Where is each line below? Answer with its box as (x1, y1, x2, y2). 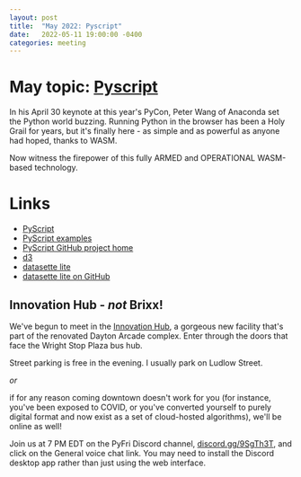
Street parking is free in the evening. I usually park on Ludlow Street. (9, 357, 263, 368)
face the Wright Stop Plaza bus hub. (9, 340, 143, 350)
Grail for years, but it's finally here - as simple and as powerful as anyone (9, 126, 280, 137)
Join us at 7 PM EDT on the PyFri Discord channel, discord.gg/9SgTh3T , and (9, 437, 292, 449)
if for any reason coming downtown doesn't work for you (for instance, (9, 392, 271, 402)
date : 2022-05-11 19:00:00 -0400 (9, 30, 143, 39)
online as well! (9, 420, 63, 431)
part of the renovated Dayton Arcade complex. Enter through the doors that (9, 330, 288, 341)
